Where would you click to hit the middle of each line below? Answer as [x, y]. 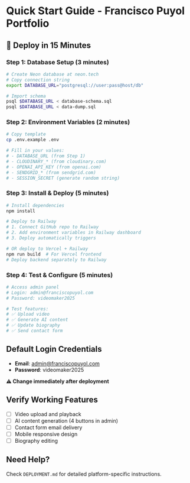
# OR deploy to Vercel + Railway [47, 249]
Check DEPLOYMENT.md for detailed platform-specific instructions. [84, 474]
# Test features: [27, 309]
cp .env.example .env [33, 140]
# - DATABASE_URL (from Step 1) [46, 156]
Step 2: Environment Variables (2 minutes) [68, 122]
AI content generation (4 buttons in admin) [66, 420]
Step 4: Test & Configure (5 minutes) [60, 275]
